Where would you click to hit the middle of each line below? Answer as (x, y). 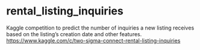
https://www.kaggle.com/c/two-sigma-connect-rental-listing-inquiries (93, 40)
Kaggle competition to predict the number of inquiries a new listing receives (100, 28)
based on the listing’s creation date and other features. (74, 34)
